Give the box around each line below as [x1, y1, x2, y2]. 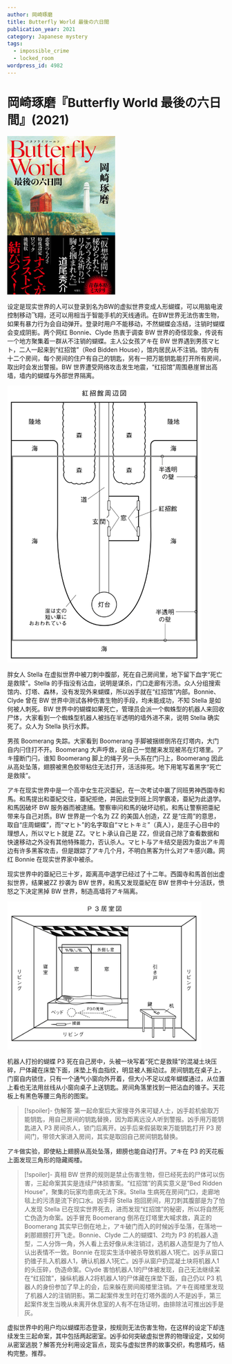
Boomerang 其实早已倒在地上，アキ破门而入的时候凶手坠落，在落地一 [23, 1222, 223, 1231]
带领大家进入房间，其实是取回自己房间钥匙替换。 [42, 1133, 182, 1141]
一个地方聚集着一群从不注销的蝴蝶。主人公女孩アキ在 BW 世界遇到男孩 [7, 337, 209, 345]
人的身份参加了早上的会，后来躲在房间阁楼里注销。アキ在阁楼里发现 [30, 1282, 224, 1291]
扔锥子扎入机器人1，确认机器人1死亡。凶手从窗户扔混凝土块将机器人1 [23, 1257, 220, 1265]
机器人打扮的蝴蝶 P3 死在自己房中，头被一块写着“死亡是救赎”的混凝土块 [7, 1057, 211, 1065]
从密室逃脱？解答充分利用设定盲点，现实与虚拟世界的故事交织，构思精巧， [7, 1341, 219, 1349]
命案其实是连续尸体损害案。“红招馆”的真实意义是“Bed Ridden [48, 1179, 223, 1188]
